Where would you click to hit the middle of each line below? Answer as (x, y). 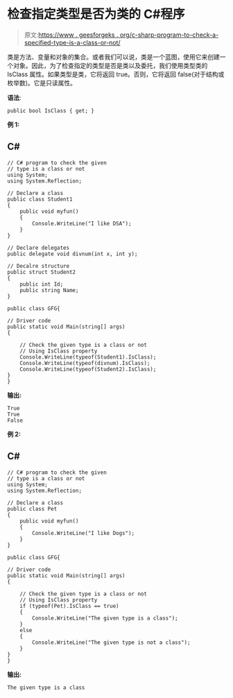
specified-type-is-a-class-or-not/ (72, 42)
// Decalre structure (38, 266)
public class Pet (32, 509)
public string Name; (49, 290)
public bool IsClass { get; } (51, 111)
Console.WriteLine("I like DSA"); (82, 223)
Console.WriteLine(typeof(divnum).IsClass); (85, 363)
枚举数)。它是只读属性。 (42, 83)
